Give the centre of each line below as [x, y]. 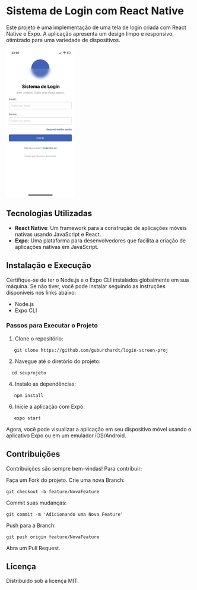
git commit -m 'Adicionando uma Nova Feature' [65, 514]
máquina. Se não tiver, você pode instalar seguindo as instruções [86, 286]
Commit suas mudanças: [36, 503]
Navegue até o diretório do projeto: [58, 361]
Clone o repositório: [39, 338]
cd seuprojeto [29, 373]
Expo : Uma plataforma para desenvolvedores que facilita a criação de [100, 240]
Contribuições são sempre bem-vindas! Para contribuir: [74, 468]
